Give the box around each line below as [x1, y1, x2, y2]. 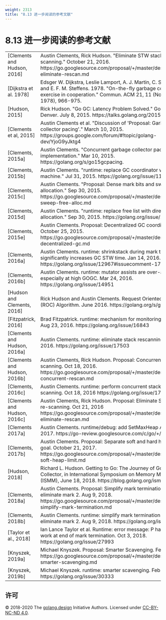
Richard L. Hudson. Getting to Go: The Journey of [40, 465, 155, 472]
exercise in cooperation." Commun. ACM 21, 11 [40, 91, 152, 98]
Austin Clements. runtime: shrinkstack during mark [40, 248, 158, 255]
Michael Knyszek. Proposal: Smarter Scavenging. [40, 546, 155, 553]
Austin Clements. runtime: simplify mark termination [40, 512, 161, 519]
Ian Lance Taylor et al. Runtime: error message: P [40, 526, 154, 533]
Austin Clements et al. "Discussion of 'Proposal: [40, 120, 151, 127]
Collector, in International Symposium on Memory [40, 471, 156, 478]
